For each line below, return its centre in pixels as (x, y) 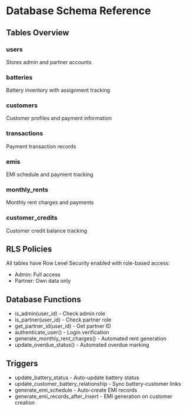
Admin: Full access (37, 274)
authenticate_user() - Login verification (62, 332)
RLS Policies (29, 249)
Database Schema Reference (79, 11)
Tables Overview (38, 33)
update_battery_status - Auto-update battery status (77, 377)
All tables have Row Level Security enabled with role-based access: (88, 263)
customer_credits (32, 218)
